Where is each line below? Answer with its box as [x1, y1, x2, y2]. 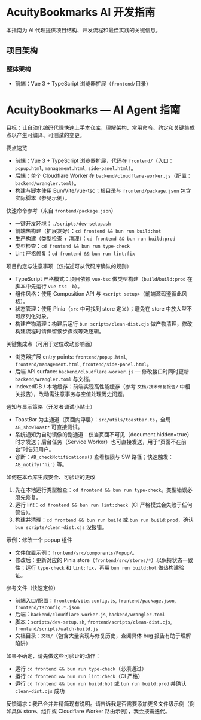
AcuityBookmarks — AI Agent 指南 [6, 103, 181, 117]
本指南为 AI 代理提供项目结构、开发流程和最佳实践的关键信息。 [6, 26, 162, 34]
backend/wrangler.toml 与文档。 [14, 375, 95, 382]
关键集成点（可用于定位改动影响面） [6, 340, 96, 347]
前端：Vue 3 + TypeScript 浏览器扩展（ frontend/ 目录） [14, 80, 151, 87]
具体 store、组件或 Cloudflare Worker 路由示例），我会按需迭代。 [11, 707, 170, 715]
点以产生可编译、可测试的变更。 [6, 131, 85, 138]
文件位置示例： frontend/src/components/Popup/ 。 [14, 549, 138, 556]
